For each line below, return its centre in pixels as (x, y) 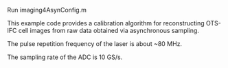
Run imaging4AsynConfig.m (47, 10)
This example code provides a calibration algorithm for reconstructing (106, 23)
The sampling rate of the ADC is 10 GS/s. (65, 57)
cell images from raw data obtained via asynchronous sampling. (109, 31)
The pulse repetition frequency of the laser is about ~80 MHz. (95, 44)
